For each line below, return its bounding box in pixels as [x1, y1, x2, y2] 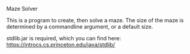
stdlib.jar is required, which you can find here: [6, 35, 121, 41]
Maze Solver [6, 5, 38, 12]
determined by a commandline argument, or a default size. [6, 23, 153, 30]
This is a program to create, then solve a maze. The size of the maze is [6, 17, 184, 23]
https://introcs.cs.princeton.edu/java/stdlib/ [6, 41, 116, 48]
